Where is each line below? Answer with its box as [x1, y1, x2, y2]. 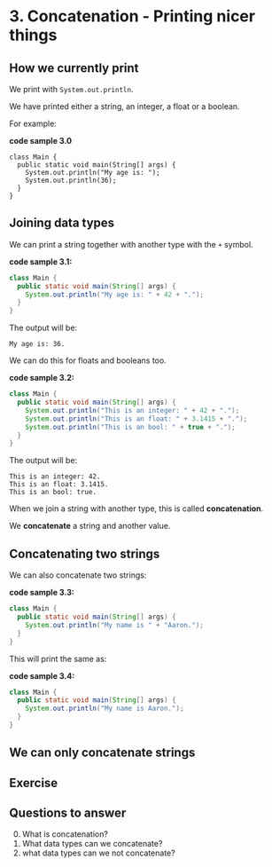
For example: [9, 118, 58, 129]
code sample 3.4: [9, 670, 75, 681]
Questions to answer [9, 806, 127, 821]
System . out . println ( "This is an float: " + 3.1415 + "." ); [25, 414, 248, 423]
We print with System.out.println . [9, 84, 134, 94]
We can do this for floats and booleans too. [9, 355, 167, 366]
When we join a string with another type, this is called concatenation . [9, 503, 264, 514]
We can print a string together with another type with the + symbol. [9, 239, 254, 249]
